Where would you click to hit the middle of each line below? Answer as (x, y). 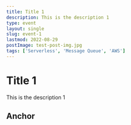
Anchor (21, 116)
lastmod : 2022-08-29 (32, 40)
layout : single (25, 29)
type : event (21, 23)
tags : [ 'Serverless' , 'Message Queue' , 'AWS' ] (66, 51)
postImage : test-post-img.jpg (44, 46)
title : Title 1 (25, 12)
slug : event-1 (24, 34)
